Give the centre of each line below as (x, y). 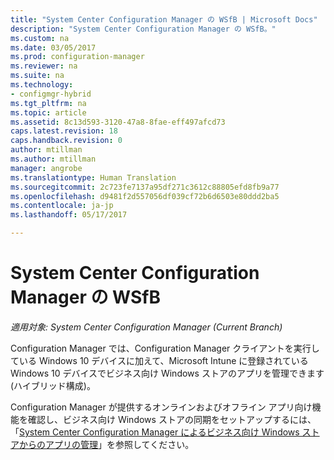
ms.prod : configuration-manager (77, 57)
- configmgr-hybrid (51, 94)
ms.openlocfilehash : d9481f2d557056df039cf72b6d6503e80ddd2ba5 (145, 196)
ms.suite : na (37, 76)
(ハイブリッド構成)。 (53, 385)
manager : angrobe (46, 168)
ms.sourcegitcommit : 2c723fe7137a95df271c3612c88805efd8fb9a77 (145, 187)
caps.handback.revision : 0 (66, 141)
